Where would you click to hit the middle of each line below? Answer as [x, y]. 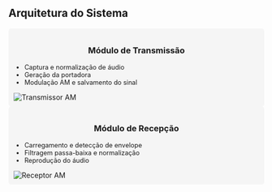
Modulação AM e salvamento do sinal [81, 83]
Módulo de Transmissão [136, 50]
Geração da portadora [58, 75]
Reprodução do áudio [56, 160]
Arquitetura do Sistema [68, 13]
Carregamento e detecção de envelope [83, 145]
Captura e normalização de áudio [74, 68]
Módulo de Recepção [136, 128]
